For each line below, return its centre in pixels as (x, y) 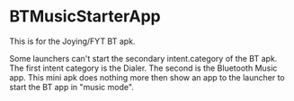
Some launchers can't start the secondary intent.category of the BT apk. (143, 58)
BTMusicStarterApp (85, 17)
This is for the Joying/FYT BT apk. (72, 41)
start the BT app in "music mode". (72, 87)
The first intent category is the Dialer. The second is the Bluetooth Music (143, 68)
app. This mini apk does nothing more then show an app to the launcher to (147, 77)
